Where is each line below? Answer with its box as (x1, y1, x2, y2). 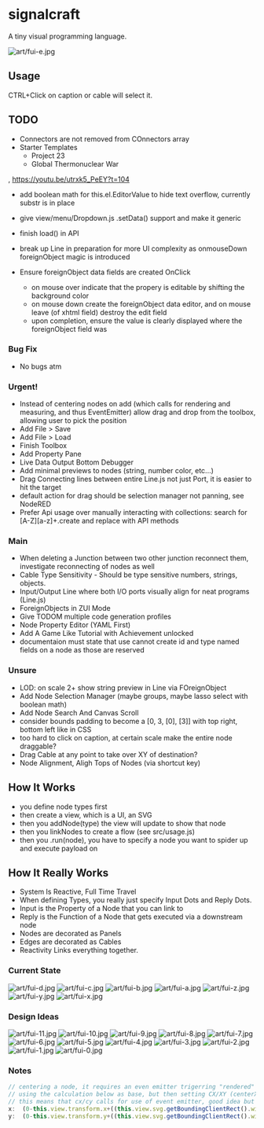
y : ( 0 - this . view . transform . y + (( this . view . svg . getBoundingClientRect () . (8, 1112, 251, 1120)
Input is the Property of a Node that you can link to (19, 904, 184, 913)
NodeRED (19, 499, 52, 509)
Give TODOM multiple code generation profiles (19, 612, 171, 622)
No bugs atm (19, 362, 62, 371)
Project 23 (31, 151, 65, 160)
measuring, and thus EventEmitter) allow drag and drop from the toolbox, (19, 407, 256, 417)
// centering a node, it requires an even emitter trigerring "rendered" (8, 1083, 255, 1091)
